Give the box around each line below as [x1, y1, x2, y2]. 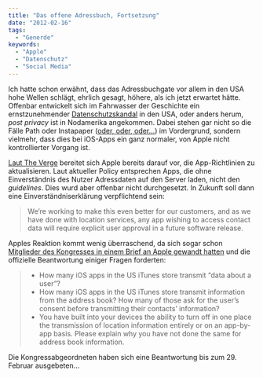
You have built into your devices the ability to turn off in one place [38, 312, 252, 321]
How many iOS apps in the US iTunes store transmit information [38, 287, 246, 296]
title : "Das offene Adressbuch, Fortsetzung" [8, 11, 159, 20]
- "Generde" [15, 33, 55, 42]
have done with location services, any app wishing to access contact [27, 215, 251, 224]
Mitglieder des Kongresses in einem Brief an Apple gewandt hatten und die [8, 247, 251, 256]
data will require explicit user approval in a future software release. [27, 223, 243, 233]
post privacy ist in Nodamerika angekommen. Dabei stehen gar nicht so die [8, 117, 252, 127]
